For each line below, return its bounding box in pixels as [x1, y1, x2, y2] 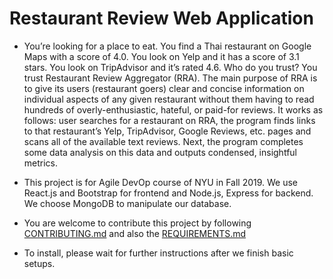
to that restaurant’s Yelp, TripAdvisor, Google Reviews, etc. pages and [23, 125, 312, 137]
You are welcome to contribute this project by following [23, 217, 252, 229]
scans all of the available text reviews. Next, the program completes [23, 135, 304, 147]
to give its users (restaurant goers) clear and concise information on [23, 82, 305, 94]
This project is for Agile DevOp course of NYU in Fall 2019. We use [23, 176, 299, 188]
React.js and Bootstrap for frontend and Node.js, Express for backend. [23, 187, 314, 199]
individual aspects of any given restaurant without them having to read [23, 93, 315, 105]
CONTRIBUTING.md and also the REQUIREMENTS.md [23, 227, 247, 239]
